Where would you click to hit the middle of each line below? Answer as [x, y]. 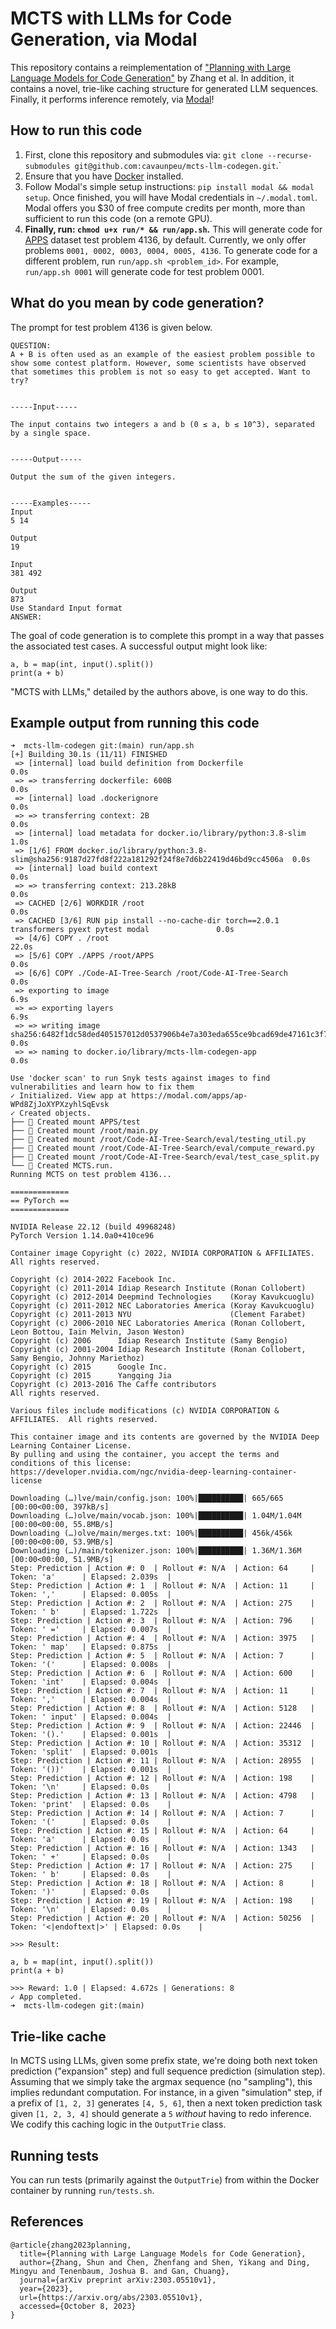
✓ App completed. [46, 1997]
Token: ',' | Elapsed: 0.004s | [91, 1700]
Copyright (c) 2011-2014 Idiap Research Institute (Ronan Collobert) [158, 1288]
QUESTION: [31, 345]
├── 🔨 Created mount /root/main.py [84, 1131]
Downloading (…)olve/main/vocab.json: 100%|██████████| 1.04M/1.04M [156, 1516]
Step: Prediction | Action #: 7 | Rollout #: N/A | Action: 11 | [162, 1691]
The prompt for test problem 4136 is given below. [111, 327]
